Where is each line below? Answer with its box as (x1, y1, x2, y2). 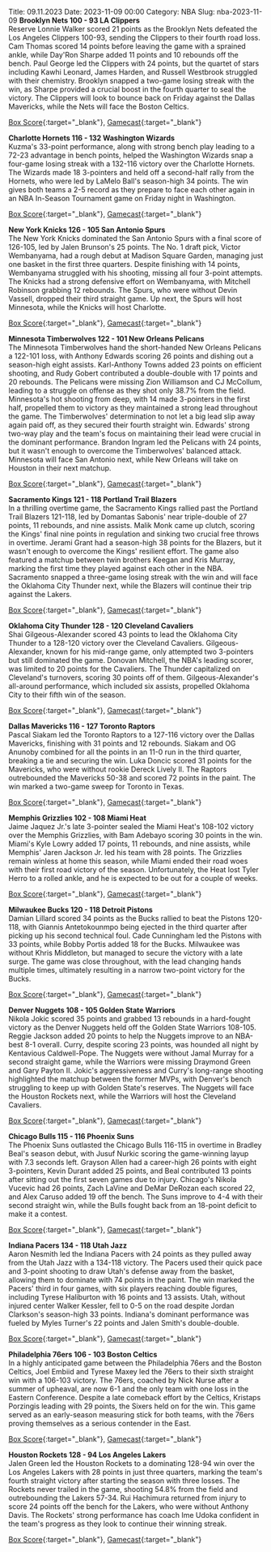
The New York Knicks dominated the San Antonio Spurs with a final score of (8, 234, 262, 243)
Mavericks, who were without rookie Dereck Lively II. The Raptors (8, 764, 227, 774)
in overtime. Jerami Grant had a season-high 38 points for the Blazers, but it (8, 538, 262, 547)
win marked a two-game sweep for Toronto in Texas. (8, 782, 184, 791)
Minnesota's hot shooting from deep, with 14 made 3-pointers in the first (8, 394, 251, 404)
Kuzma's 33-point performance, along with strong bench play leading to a (8, 142, 255, 151)
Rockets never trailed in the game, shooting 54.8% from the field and (8, 1485, 239, 1494)
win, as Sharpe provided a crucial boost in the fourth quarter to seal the (8, 84, 247, 94)
